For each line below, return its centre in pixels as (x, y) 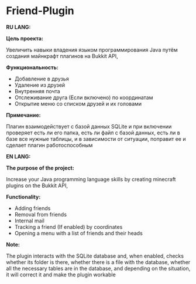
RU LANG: (18, 27)
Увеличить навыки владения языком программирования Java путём (92, 50)
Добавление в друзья (42, 79)
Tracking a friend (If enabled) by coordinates (68, 226)
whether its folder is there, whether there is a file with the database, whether (98, 262)
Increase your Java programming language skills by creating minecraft (91, 179)
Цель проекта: (25, 38)
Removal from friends (41, 214)
